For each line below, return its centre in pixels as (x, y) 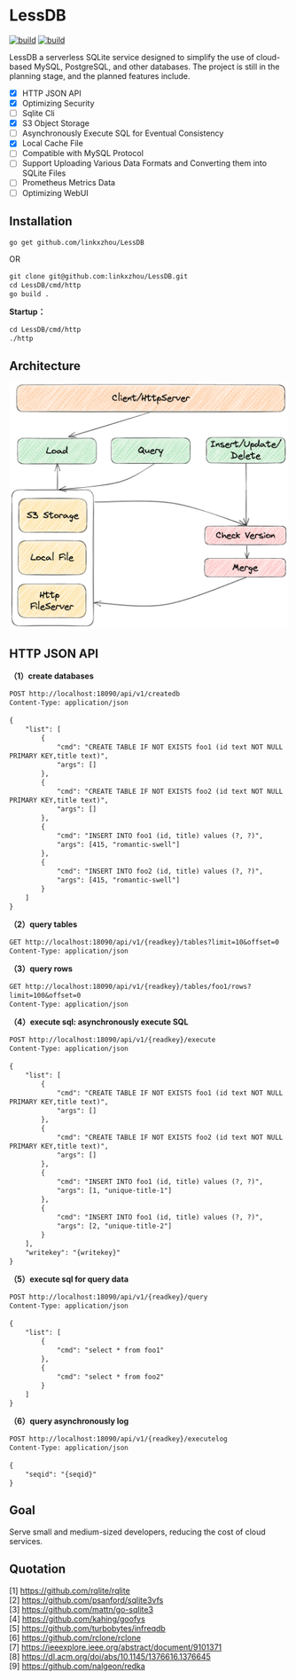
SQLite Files (44, 173)
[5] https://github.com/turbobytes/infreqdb (87, 1628)
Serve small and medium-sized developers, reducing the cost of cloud (137, 1532)
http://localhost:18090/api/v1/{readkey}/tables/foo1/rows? (138, 986)
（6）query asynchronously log (69, 1421)
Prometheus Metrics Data (69, 183)
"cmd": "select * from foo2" (110, 1377)
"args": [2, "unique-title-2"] (114, 1226)
